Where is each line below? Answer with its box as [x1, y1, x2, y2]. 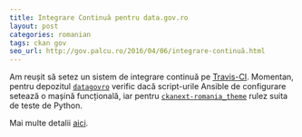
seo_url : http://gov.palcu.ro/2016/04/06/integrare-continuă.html [9, 47, 266, 56]
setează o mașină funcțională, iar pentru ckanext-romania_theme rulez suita [9, 91, 288, 102]
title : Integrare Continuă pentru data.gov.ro [9, 13, 189, 23]
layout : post [9, 22, 59, 31]
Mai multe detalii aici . [9, 118, 89, 129]
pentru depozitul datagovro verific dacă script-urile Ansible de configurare [9, 81, 287, 92]
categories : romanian [9, 30, 92, 39]
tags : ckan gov [9, 38, 67, 48]
